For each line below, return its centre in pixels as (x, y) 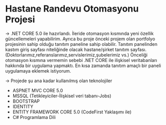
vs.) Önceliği (134, 55)
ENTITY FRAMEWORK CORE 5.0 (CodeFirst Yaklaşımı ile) (72, 112)
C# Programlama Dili (34, 117)
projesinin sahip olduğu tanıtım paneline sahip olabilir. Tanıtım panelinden (81, 44)
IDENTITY (23, 106)
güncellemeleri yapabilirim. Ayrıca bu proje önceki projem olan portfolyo (80, 39)
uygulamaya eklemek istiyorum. (38, 71)
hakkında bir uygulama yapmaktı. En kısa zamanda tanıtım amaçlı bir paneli (83, 66)
